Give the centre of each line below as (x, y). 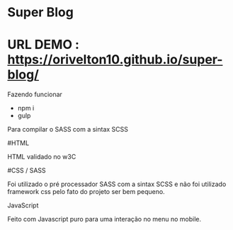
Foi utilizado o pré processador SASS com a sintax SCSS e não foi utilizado (117, 184)
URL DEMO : (44, 45)
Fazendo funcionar (35, 94)
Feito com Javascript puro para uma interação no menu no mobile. (104, 219)
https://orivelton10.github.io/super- (115, 60)
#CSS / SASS (27, 171)
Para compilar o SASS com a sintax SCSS (68, 130)
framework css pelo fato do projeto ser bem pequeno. (86, 192)
